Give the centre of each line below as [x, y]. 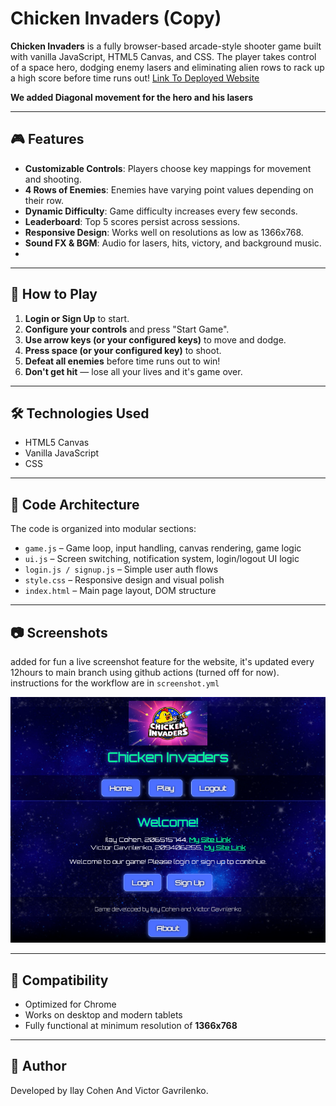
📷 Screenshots [59, 632]
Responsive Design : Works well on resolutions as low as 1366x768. [164, 232]
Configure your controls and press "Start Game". [127, 329]
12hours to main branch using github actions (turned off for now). [145, 672]
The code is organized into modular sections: [103, 529]
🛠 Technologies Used [80, 413]
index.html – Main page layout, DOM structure [120, 591]
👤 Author [38, 1066]
